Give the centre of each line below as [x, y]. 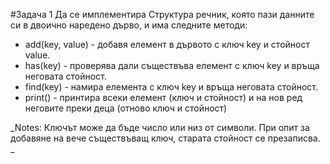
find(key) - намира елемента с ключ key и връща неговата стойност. [171, 87]
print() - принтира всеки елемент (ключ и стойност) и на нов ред [163, 97]
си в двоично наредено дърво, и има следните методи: [129, 25]
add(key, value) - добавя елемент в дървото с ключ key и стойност [167, 44]
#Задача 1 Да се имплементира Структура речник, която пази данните [162, 14]
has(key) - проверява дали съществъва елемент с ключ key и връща [172, 65]
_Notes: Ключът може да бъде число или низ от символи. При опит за [160, 127]
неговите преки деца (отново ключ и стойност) [126, 108]
